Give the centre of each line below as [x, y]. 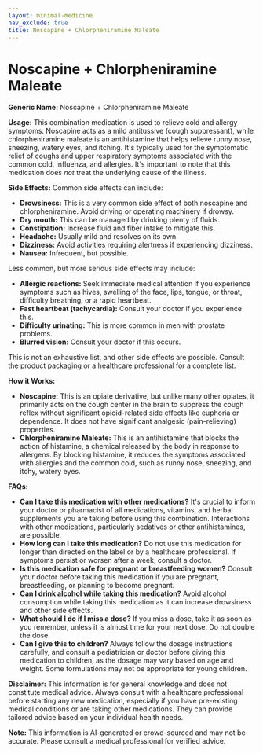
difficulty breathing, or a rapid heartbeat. [85, 300]
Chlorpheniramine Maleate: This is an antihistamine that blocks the [129, 438]
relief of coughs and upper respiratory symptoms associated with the [120, 156]
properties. [37, 430]
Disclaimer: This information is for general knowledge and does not [118, 684]
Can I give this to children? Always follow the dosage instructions [126, 644]
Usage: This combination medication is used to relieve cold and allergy [123, 123]
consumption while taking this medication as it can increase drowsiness [135, 602]
